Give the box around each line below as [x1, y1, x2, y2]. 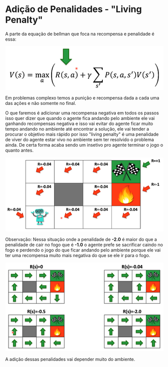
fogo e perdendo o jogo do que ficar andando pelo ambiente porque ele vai [5, 247, 161, 253]
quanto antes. [5, 147, 34, 154]
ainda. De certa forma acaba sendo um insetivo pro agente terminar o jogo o [5, 142, 163, 148]
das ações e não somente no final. [5, 100, 76, 106]
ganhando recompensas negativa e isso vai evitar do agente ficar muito [5, 120, 153, 127]
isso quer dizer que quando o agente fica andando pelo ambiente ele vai [5, 115, 155, 121]
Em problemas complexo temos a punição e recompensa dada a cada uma [5, 95, 159, 101]
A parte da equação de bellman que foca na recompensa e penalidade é [5, 31, 154, 37]
